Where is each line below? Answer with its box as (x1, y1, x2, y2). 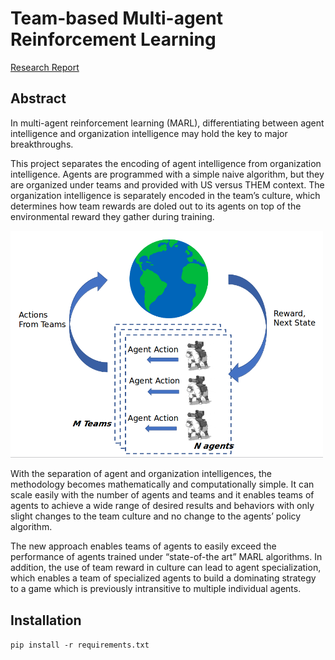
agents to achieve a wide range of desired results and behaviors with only (10, 500, 315, 512)
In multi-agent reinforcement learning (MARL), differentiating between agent (10, 117, 325, 129)
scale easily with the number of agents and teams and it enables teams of (10, 489, 315, 501)
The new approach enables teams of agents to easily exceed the (10, 540, 277, 552)
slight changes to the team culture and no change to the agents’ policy (10, 510, 302, 522)
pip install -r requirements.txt (10, 640, 150, 651)
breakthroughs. (10, 138, 74, 150)
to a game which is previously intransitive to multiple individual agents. (10, 583, 302, 595)
